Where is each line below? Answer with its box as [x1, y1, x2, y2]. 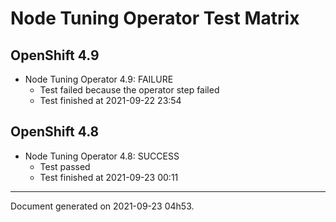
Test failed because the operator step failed [39, 84, 220, 96]
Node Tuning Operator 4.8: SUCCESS [24, 150, 180, 162]
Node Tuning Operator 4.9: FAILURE [24, 73, 174, 85]
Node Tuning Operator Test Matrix [10, 7, 300, 30]
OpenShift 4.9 [10, 47, 100, 64]
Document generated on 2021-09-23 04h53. [10, 200, 195, 212]
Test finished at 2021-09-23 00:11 [39, 171, 179, 183]
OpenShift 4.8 [10, 123, 100, 141]
